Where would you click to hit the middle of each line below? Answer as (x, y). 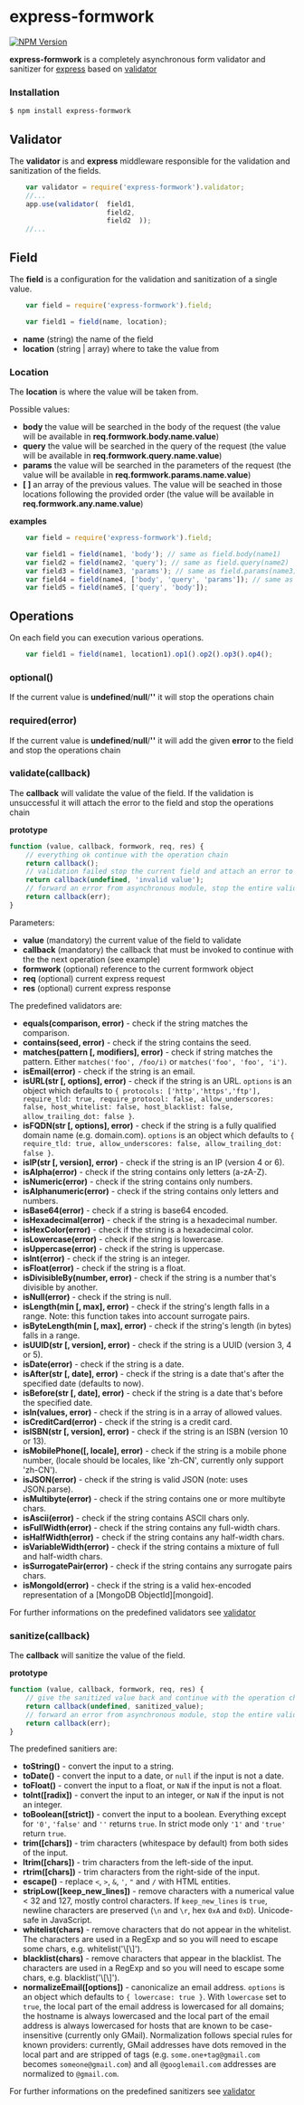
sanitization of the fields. (55, 170)
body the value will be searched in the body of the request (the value (151, 427)
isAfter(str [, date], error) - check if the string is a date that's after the (153, 1373)
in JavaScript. (66, 1920)
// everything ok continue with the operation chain (127, 855)
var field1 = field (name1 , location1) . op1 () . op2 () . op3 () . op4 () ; (149, 654)
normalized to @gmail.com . (71, 2074)
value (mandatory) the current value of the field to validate (132, 940)
